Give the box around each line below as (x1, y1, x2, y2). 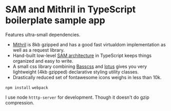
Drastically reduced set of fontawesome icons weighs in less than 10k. (12, 74, 162, 80)
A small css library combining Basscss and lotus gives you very (12, 63, 147, 69)
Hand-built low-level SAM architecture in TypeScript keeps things (12, 52, 152, 59)
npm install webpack (5, 85, 48, 90)
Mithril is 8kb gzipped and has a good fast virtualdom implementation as (12, 41, 166, 47)
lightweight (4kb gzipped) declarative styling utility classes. (12, 68, 139, 75)
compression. (5, 99, 34, 106)
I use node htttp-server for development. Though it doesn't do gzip (5, 94, 150, 100)
